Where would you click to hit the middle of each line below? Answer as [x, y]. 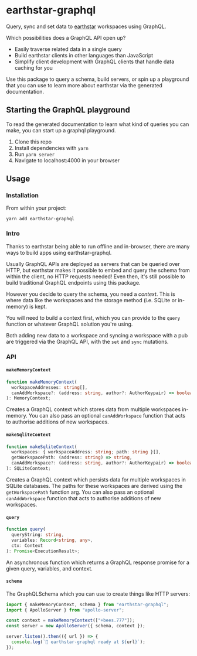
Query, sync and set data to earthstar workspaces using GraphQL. [86, 26]
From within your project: [36, 208]
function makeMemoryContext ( [42, 382]
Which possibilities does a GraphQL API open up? [66, 37]
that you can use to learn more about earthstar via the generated [84, 85]
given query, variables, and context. [49, 568]
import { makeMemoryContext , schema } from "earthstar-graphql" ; [87, 604]
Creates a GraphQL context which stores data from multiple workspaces [93, 409]
